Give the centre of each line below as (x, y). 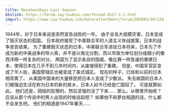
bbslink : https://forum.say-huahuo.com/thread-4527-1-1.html (71, 15)
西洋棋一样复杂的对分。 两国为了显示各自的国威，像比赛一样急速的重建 (79, 60)
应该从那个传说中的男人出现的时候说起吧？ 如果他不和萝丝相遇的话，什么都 (83, 97)
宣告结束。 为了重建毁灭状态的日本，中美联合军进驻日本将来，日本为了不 (86, 47)
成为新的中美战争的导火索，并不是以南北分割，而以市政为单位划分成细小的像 (85, 53)
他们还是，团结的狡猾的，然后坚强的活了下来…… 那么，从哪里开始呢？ (88, 91)
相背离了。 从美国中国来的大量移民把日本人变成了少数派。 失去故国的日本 (82, 78)
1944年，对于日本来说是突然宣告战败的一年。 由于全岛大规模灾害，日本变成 (84, 34)
